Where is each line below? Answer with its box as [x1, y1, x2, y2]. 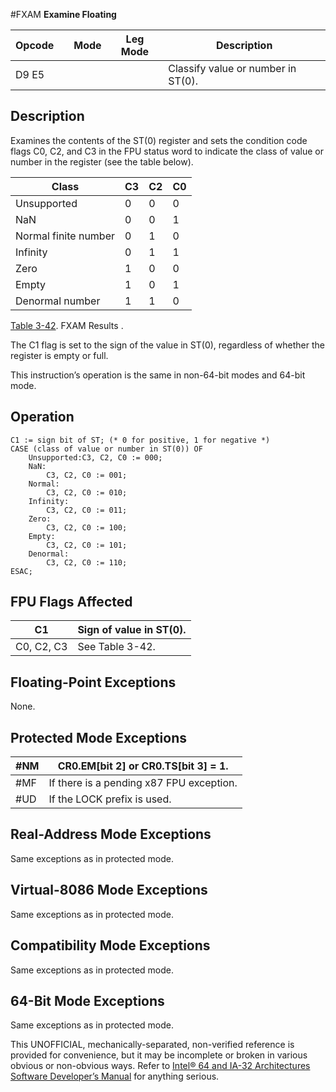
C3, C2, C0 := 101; [46, 540, 128, 550]
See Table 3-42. [77, 640, 156, 654]
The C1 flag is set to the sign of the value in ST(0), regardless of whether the [10, 339, 325, 351]
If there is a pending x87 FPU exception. [48, 776, 238, 790]
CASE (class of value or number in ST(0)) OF [10, 444, 203, 454]
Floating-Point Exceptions [10, 674, 177, 691]
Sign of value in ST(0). [77, 623, 187, 637]
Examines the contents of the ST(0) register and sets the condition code [10, 134, 308, 146]
